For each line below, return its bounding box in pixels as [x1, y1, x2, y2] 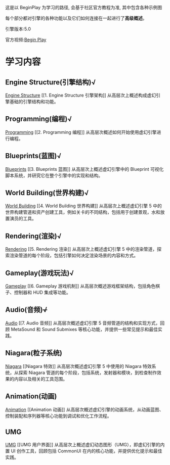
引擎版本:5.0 [5, 26, 31, 32]
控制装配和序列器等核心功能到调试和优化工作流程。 [5, 412, 112, 418]
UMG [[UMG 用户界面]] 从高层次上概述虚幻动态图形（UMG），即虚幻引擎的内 [5, 442, 165, 448]
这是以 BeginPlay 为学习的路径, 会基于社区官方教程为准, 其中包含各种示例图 [5, 5, 162, 10]
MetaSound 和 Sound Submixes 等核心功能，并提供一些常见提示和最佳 [11, 326, 158, 332]
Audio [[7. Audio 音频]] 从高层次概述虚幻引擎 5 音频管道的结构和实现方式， [5, 320, 160, 326]
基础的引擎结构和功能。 [9, 99, 59, 105]
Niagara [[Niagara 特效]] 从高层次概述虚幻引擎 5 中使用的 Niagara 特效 [5, 363, 152, 369]
